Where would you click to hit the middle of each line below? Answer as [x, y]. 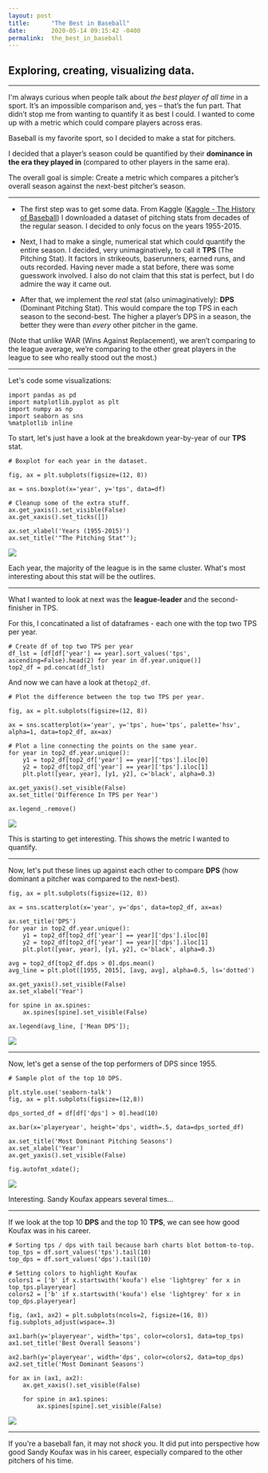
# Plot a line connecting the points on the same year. [103, 746]
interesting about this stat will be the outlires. [82, 577]
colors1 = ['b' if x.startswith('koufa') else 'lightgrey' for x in [124, 1280]
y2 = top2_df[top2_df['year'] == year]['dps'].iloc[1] [116, 943]
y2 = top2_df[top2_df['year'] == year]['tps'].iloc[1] [116, 767]
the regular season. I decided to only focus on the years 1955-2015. [130, 226]
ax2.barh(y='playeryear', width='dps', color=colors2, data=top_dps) [126, 1357]
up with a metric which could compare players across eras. [105, 123]
